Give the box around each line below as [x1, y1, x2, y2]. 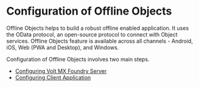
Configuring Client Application [15, 74, 91, 81]
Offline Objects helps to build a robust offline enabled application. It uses [6, 24, 189, 32]
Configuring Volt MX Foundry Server [15, 67, 107, 74]
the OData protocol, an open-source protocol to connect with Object [6, 30, 178, 38]
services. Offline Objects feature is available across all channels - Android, [6, 37, 194, 44]
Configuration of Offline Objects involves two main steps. [6, 55, 150, 63]
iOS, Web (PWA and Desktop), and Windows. [6, 44, 119, 51]
